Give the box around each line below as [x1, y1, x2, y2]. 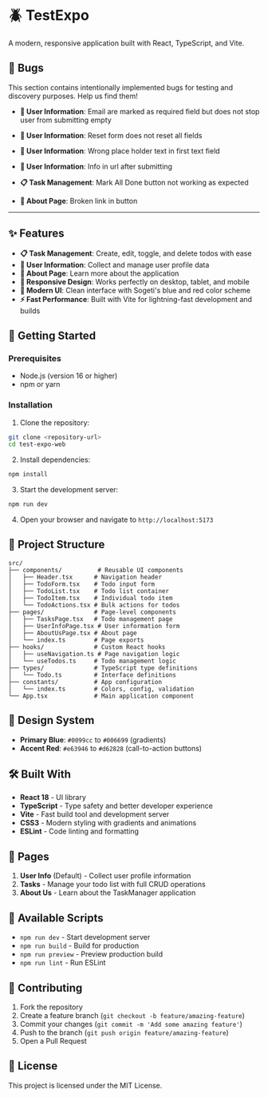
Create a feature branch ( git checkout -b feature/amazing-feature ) [19, 1010, 246, 1020]
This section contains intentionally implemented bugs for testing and [8, 82, 234, 92]
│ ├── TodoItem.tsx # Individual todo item [8, 594, 173, 602]
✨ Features [8, 227, 65, 241]
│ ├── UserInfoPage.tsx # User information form [8, 622, 180, 630]
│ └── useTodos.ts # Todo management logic [8, 657, 177, 665]
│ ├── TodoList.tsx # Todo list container [8, 587, 170, 595]
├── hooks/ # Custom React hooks [8, 642, 166, 651]
